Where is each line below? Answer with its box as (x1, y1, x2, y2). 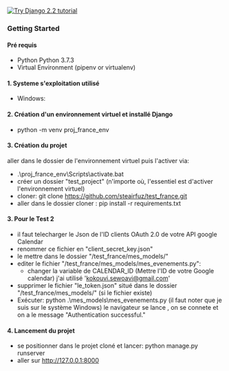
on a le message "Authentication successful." (17, 310, 146, 319)
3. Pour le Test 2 (7, 215, 54, 223)
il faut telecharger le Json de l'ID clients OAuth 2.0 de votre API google (17, 230, 218, 238)
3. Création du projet (7, 141, 67, 149)
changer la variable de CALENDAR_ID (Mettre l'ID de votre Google (27, 266, 215, 275)
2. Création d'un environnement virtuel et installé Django (7, 110, 173, 118)
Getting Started (7, 23, 60, 33)
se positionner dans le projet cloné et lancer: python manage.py (17, 341, 198, 350)
